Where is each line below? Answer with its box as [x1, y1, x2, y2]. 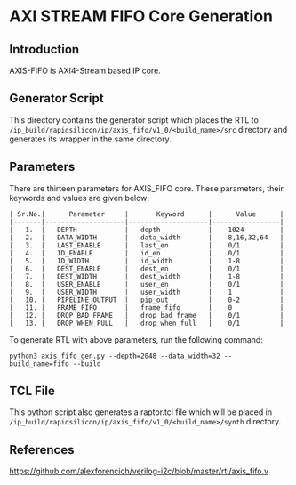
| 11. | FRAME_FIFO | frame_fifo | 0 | [9, 303, 284, 312]
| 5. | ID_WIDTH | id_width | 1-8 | [9, 256, 284, 265]
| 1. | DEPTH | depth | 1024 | [9, 225, 284, 234]
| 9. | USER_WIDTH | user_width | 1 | [9, 287, 284, 296]
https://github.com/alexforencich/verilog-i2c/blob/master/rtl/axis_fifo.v [9, 465, 269, 477]
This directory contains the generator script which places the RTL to [9, 114, 260, 125]
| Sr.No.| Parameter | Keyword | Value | [9, 209, 284, 219]
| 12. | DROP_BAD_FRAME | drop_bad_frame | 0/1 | [9, 311, 284, 319]
